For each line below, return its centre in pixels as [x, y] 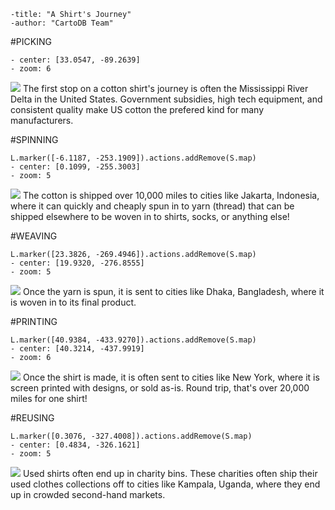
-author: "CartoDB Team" [62, 23]
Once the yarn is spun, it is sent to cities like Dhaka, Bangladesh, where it [173, 291]
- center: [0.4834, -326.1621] [75, 445]
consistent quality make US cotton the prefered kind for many [137, 109]
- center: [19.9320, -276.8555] [77, 263]
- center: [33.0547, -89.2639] [75, 60]
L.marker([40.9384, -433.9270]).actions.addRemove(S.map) [133, 340]
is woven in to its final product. [73, 302]
